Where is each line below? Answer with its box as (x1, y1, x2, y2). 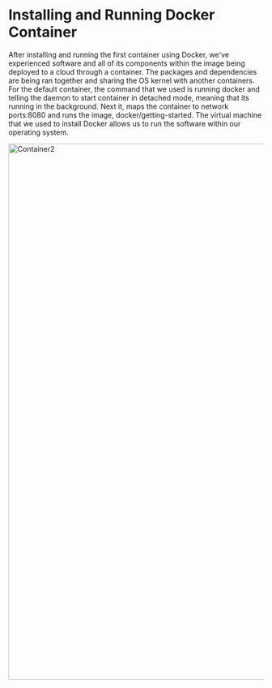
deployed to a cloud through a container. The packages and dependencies (8, 67, 257, 76)
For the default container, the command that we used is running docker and (8, 84, 261, 94)
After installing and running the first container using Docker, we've (8, 49, 229, 59)
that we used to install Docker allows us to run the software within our (8, 118, 241, 128)
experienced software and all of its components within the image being (8, 58, 245, 68)
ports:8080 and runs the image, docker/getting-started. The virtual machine (8, 110, 262, 119)
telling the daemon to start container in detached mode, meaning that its (8, 92, 249, 102)
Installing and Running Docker (8, 6, 215, 24)
